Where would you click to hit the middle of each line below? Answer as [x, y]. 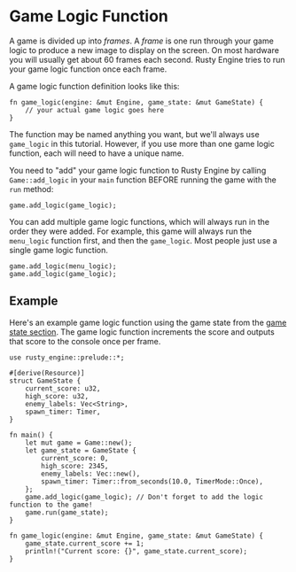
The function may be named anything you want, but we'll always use [134, 134]
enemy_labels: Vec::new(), [91, 474]
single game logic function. [59, 250]
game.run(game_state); [67, 512]
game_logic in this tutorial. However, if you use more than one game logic [142, 143]
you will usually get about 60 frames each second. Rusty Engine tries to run [147, 59]
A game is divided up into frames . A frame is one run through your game [142, 41]
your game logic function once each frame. [88, 69]
